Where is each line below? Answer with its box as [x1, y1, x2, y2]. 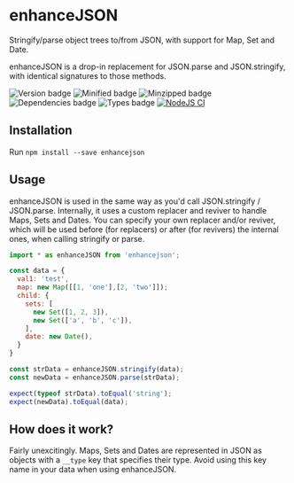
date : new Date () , [25, 332, 93, 341]
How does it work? [9, 422, 114, 437]
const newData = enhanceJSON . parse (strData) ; [9, 373, 180, 382]
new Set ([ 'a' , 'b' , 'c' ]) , [32, 316, 133, 324]
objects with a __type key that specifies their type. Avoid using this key [9, 455, 267, 465]
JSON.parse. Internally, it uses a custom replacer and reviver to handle [9, 205, 267, 215]
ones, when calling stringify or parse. [9, 233, 145, 244]
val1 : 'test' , [17, 275, 69, 284]
